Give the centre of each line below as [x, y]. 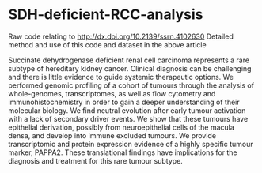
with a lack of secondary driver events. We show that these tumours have [128, 118]
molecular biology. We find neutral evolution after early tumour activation [127, 110]
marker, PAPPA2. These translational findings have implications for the [123, 152]
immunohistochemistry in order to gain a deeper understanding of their [124, 102]
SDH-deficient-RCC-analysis [106, 15]
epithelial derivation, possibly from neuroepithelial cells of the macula [122, 127]
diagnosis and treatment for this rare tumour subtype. [96, 160]
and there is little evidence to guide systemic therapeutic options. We [121, 77]
